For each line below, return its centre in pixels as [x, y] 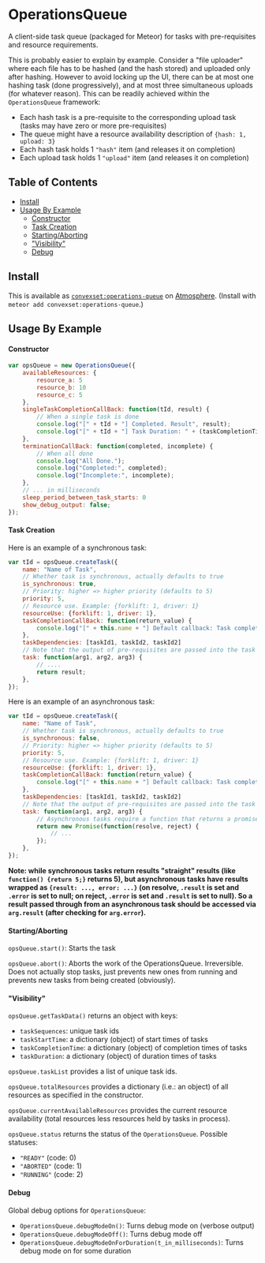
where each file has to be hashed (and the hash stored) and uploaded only [129, 68]
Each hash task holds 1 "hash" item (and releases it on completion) [127, 149]
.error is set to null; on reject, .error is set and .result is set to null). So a [131, 895]
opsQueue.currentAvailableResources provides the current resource [118, 1111]
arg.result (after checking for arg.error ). [77, 912]
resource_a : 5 [60, 380]
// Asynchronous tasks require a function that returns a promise [148, 819]
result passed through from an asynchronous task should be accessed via [132, 904]
